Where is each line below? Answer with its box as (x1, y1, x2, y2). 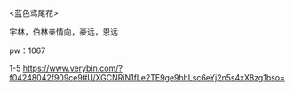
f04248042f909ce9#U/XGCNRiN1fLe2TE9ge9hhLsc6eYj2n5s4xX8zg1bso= (9, 73, 286, 82)
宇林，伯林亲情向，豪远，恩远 (9, 27, 118, 37)
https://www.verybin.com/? (22, 63, 123, 73)
